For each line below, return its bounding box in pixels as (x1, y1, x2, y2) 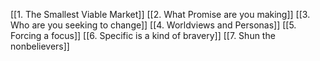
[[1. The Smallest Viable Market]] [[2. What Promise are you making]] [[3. (10, 9, 311, 20)
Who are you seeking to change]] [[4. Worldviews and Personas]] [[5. (10, 19, 297, 31)
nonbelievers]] (10, 40, 70, 52)
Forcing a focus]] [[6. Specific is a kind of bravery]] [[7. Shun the (10, 30, 276, 41)
